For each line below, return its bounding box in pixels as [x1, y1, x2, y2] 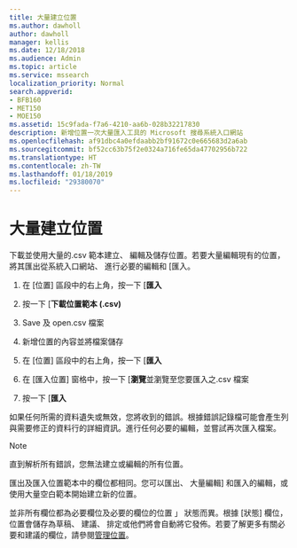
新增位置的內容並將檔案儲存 [21, 336, 124, 347]
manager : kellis [9, 37, 69, 47]
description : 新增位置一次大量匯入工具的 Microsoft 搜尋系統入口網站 [9, 129, 244, 137]
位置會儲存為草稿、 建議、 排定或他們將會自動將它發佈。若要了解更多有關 [9, 519, 277, 529]
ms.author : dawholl [9, 21, 82, 30]
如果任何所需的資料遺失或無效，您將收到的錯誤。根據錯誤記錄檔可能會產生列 [9, 411, 289, 422]
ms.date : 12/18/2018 [9, 46, 86, 55]
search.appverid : [9, 87, 74, 96]
